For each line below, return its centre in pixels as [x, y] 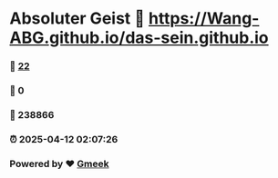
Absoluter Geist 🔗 [77, 19]
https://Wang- [204, 19]
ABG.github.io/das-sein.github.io [139, 38]
